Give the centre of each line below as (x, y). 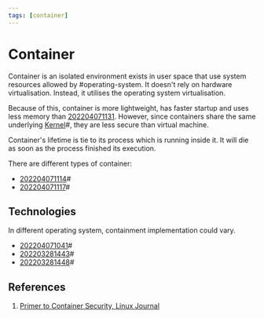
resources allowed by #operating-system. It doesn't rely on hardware (120, 84)
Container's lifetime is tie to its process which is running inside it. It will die (128, 140)
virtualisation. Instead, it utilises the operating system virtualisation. (117, 93)
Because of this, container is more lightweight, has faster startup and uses (128, 108)
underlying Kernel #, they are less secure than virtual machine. (109, 124)
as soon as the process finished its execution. (82, 148)
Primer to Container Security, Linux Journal (89, 306)
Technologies (42, 212)
